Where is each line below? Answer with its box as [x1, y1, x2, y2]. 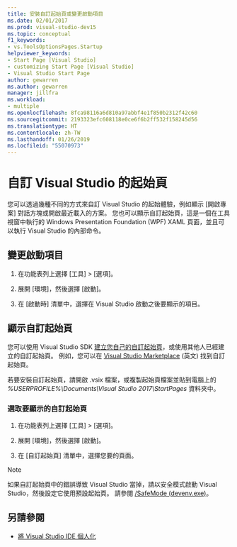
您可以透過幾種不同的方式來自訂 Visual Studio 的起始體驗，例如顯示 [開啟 [7, 200, 221, 209]
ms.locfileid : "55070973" [7, 143, 83, 150]
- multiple [7, 103, 40, 110]
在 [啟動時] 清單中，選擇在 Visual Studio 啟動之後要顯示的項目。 [17, 299, 204, 308]
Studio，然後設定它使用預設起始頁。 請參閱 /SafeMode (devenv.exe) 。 [7, 489, 213, 497]
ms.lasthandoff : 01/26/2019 [7, 136, 91, 143]
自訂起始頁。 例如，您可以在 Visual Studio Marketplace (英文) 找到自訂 [19, 351, 226, 360]
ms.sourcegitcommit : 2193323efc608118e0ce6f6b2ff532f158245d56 [7, 116, 198, 123]
